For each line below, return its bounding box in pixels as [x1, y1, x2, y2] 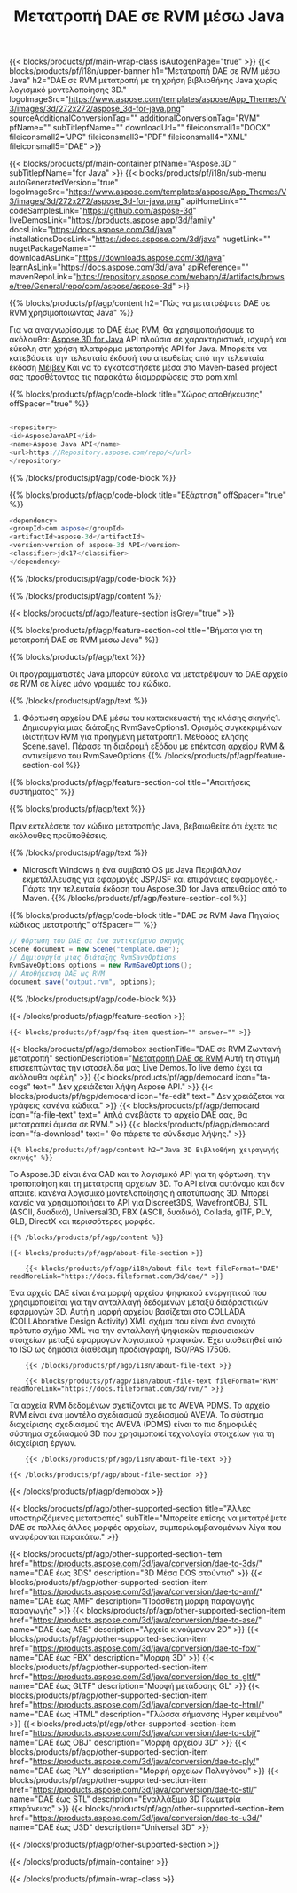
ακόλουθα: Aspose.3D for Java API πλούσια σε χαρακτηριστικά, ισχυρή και [9, 334, 287, 345]
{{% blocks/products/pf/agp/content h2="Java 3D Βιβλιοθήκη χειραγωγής [9, 1146, 279, 1155]
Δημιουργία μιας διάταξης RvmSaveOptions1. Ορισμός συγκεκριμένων [21, 721, 283, 733]
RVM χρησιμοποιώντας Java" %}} [9, 308, 135, 318]
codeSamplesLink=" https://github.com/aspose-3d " [9, 206, 197, 216]
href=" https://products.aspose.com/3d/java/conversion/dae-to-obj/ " [9, 1728, 261, 1739]
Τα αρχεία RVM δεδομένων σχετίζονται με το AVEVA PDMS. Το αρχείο [9, 1400, 270, 1411]
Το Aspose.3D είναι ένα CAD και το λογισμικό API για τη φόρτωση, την [9, 1169, 271, 1180]
